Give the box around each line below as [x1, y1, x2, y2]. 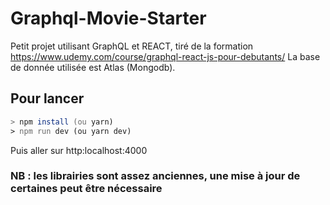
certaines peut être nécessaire [10, 182, 163, 196]
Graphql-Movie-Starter [10, 7, 207, 30]
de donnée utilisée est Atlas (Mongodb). [10, 61, 176, 73]
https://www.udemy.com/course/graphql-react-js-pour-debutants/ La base [10, 50, 321, 62]
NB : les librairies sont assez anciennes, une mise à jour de [10, 169, 301, 183]
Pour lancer [10, 90, 85, 107]
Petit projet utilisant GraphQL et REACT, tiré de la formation [10, 40, 254, 52]
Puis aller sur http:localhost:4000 [10, 144, 148, 156]
